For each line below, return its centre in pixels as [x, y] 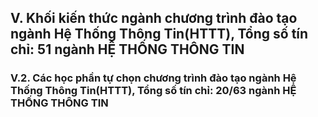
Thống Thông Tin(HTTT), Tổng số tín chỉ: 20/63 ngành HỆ [153, 91]
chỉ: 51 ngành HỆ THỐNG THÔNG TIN [127, 49]
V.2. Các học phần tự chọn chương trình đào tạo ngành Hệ [153, 78]
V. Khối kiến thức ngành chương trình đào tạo [154, 18]
